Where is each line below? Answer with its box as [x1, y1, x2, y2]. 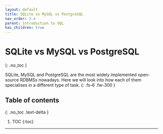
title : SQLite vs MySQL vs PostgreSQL [5, 12, 83, 17]
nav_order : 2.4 [5, 16, 36, 21]
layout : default [5, 7, 38, 12]
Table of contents [5, 96, 59, 105]
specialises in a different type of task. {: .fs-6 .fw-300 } [5, 82, 115, 88]
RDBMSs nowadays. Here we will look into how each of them [20, 77, 142, 83]
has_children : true [5, 25, 45, 30]
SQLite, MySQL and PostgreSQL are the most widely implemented [5, 72, 137, 78]
